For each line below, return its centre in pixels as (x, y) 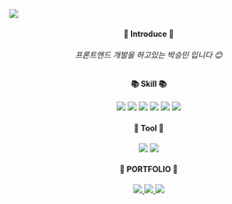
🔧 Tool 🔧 (149, 128)
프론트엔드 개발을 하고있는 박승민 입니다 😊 (149, 55)
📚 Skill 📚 (149, 83)
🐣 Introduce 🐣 (149, 34)
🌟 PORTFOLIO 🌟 (149, 169)
